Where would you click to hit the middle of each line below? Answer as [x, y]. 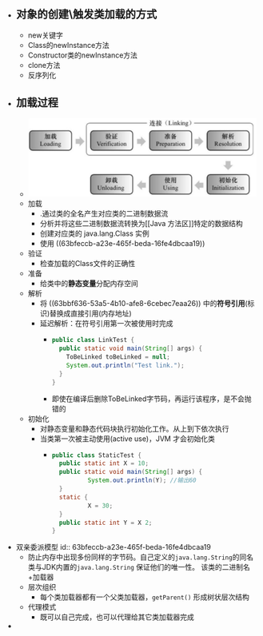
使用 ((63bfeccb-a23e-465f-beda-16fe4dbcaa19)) [122, 244]
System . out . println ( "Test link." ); [126, 365]
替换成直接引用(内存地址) [90, 313]
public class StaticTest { [97, 455]
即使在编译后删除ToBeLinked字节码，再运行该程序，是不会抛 [151, 399]
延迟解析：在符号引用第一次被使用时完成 [106, 324]
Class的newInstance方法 [68, 45]
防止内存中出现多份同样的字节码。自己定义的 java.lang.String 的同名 [141, 557]
